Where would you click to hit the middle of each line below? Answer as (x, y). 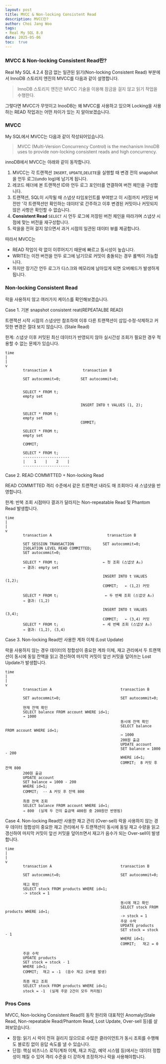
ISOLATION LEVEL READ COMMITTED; (57, 548)
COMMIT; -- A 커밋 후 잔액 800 (54, 792)
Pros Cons (18, 1003)
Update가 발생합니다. (26, 662)
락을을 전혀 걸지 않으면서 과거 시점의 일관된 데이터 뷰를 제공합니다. (76, 229)
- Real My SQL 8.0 (24, 33)
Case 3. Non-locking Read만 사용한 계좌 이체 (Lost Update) (64, 639)
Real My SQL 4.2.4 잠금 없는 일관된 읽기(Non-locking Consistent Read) (76, 72)
